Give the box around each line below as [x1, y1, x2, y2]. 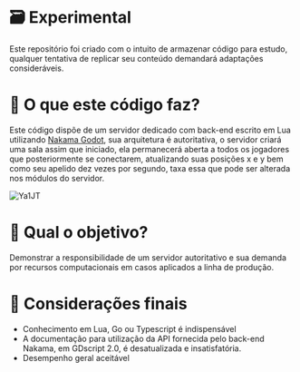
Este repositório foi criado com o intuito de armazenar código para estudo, [9, 43, 288, 54]
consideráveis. [9, 63, 64, 73]
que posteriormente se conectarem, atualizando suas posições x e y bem [9, 153, 284, 164]
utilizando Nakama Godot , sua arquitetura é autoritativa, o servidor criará [9, 133, 282, 145]
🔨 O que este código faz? [9, 94, 201, 115]
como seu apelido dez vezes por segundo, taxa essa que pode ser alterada [9, 162, 291, 173]
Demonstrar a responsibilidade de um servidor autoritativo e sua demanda [9, 251, 287, 263]
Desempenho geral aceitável [22, 352, 130, 363]
